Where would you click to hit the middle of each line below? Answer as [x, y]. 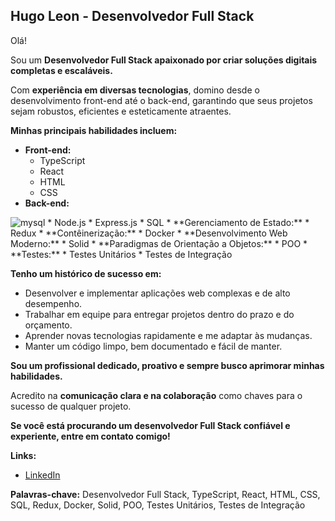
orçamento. [48, 325]
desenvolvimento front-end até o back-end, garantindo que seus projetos [161, 100]
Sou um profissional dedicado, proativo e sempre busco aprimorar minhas [167, 365]
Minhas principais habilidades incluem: [94, 130]
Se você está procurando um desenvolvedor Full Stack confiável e [150, 425]
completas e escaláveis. [61, 70]
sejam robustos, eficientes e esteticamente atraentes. [121, 111]
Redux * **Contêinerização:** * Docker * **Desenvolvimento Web [149, 233]
